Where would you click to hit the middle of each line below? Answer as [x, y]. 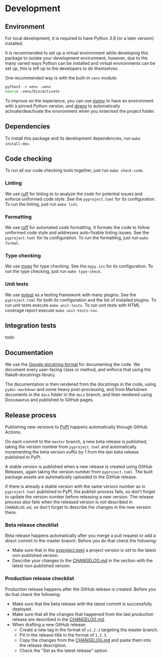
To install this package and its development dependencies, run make [73, 138]
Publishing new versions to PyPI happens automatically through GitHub [76, 427]
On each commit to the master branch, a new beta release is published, [76, 442]
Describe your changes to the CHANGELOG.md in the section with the [82, 561]
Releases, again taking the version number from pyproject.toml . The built [79, 472]
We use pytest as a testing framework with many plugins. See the [71, 295]
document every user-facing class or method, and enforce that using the [78, 370]
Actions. [13, 432]
